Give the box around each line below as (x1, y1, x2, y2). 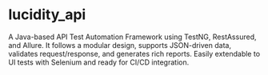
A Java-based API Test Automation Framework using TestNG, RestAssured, (8, 32, 257, 41)
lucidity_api (8, 6, 86, 24)
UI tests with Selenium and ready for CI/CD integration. (8, 57, 190, 67)
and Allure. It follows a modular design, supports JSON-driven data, (8, 40, 232, 49)
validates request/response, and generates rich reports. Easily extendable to (8, 49, 261, 58)
